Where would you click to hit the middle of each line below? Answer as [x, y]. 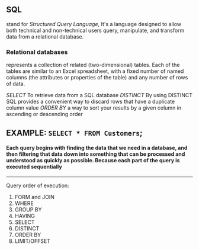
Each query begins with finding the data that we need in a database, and [97, 148]
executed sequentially [34, 167]
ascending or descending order [44, 114]
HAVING [25, 216]
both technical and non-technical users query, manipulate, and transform [95, 30]
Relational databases [37, 52]
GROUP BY [28, 209]
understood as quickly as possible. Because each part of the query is [93, 161]
